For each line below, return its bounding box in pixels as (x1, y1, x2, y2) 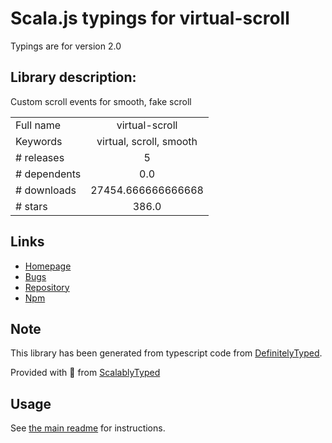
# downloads (15, 183, 77, 197)
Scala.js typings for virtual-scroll (10, 7, 290, 30)
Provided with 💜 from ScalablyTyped (10, 367, 161, 379)
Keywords (15, 134, 63, 148)
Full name (15, 118, 62, 132)
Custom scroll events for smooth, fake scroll (10, 95, 192, 107)
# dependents (15, 167, 82, 181)
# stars (15, 199, 48, 213)
